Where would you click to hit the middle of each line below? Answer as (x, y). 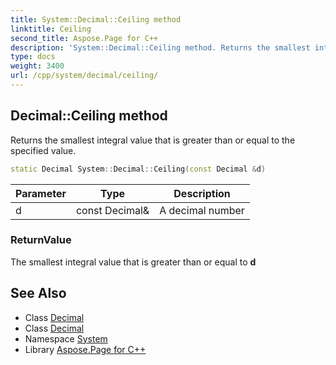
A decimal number (202, 210)
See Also (38, 293)
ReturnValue (41, 240)
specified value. (43, 150)
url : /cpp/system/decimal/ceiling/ (84, 76)
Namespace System (66, 338)
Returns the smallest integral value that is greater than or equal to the (153, 140)
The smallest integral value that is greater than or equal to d (133, 262)
